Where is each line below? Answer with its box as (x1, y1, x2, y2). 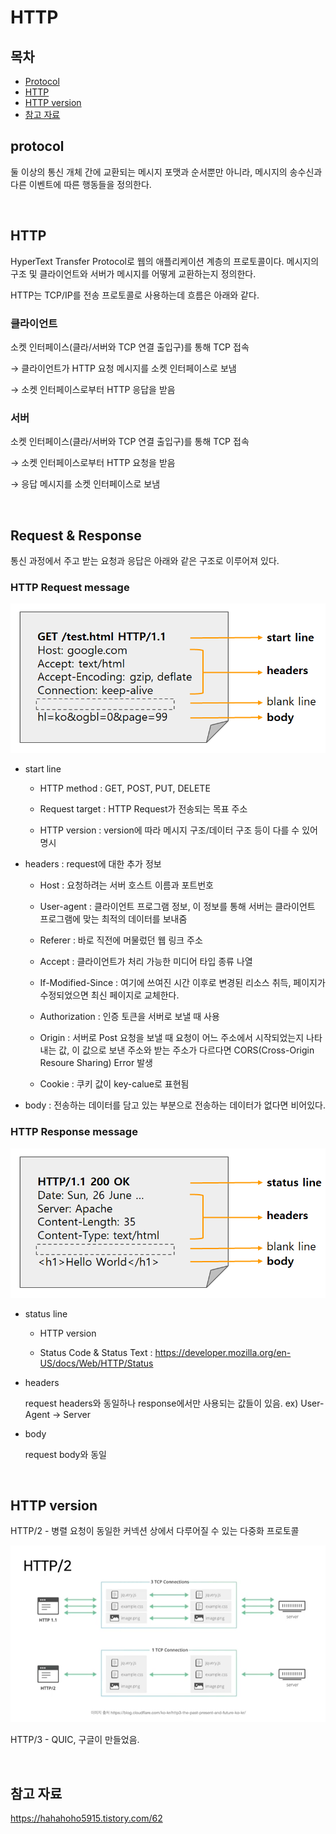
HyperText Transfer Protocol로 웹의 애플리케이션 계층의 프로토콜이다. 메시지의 (10, 255, 320, 267)
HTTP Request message (10, 580, 130, 594)
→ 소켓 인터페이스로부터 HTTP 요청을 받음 (10, 457, 176, 469)
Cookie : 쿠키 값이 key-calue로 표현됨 (39, 1078, 190, 1090)
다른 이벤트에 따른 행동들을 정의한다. (10, 178, 152, 190)
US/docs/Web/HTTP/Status (39, 1357, 154, 1369)
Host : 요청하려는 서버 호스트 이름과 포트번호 (39, 879, 214, 891)
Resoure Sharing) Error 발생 (39, 1057, 153, 1069)
